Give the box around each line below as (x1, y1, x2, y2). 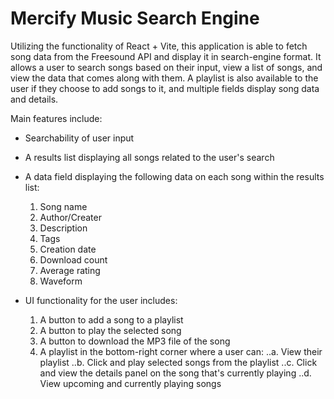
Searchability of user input (24, 132, 135, 144)
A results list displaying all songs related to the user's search (24, 151, 275, 163)
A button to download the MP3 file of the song (39, 335, 231, 347)
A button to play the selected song (39, 324, 182, 336)
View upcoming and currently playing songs (39, 377, 222, 389)
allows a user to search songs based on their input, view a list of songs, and (10, 61, 323, 73)
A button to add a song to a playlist (39, 313, 184, 326)
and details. (10, 93, 59, 105)
